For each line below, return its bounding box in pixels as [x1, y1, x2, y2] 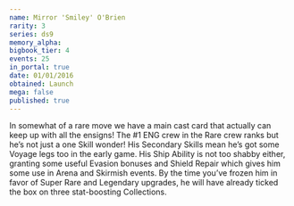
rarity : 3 [9, 21, 46, 30]
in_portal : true [9, 63, 70, 72]
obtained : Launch [9, 79, 74, 88]
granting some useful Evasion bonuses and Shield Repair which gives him [9, 158, 281, 169]
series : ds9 [9, 29, 54, 38]
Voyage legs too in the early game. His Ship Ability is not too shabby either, [9, 149, 286, 160]
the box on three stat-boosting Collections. [9, 186, 167, 197]
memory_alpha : [9, 37, 63, 47]
